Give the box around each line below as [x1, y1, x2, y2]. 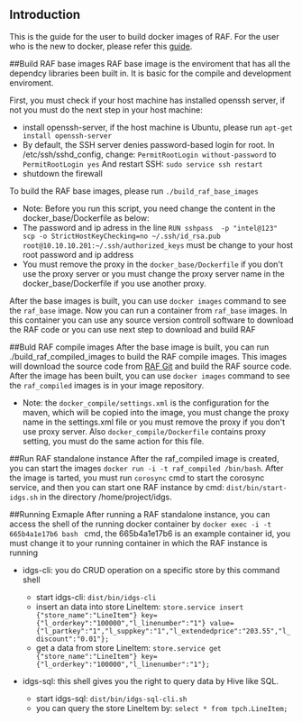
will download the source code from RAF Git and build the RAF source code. [9, 361, 292, 371]
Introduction [9, 7, 81, 23]
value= [209, 618, 234, 627]
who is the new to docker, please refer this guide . [9, 41, 193, 51]
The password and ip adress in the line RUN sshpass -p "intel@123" [22, 222, 278, 233]
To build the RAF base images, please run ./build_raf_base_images [9, 185, 259, 196]
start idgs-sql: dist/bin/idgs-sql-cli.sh [35, 693, 188, 704]
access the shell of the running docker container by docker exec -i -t [9, 518, 272, 529]
